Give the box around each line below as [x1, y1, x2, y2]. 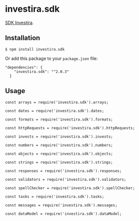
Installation [5, 34, 40, 42]
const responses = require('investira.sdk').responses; [5, 168, 122, 173]
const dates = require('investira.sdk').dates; [5, 108, 105, 113]
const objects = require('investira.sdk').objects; [5, 151, 113, 156]
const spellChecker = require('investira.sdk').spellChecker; [5, 185, 135, 191]
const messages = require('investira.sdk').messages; [5, 202, 118, 208]
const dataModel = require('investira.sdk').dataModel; [5, 211, 122, 216]
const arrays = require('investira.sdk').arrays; [5, 99, 109, 105]
